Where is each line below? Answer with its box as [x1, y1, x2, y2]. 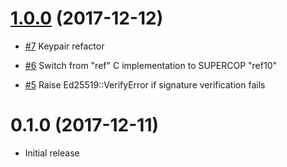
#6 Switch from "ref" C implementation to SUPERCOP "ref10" [24, 59, 277, 71]
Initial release [24, 147, 80, 159]
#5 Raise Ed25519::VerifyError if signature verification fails [24, 78, 266, 91]
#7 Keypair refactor [24, 40, 105, 52]
